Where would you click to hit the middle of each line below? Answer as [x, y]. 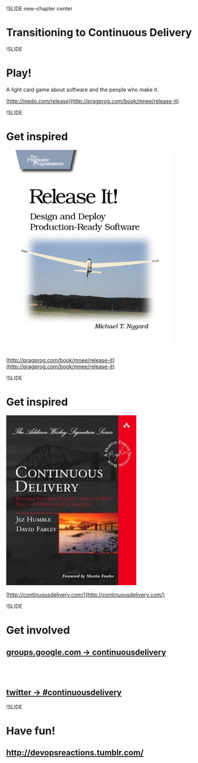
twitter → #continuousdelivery [64, 693]
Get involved [38, 630]
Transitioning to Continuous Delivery [99, 33]
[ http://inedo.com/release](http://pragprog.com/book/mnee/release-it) [93, 101]
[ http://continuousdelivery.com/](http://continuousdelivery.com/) [86, 595]
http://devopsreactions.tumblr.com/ [75, 753]
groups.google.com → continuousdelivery [86, 652]
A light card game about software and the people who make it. [82, 89]
